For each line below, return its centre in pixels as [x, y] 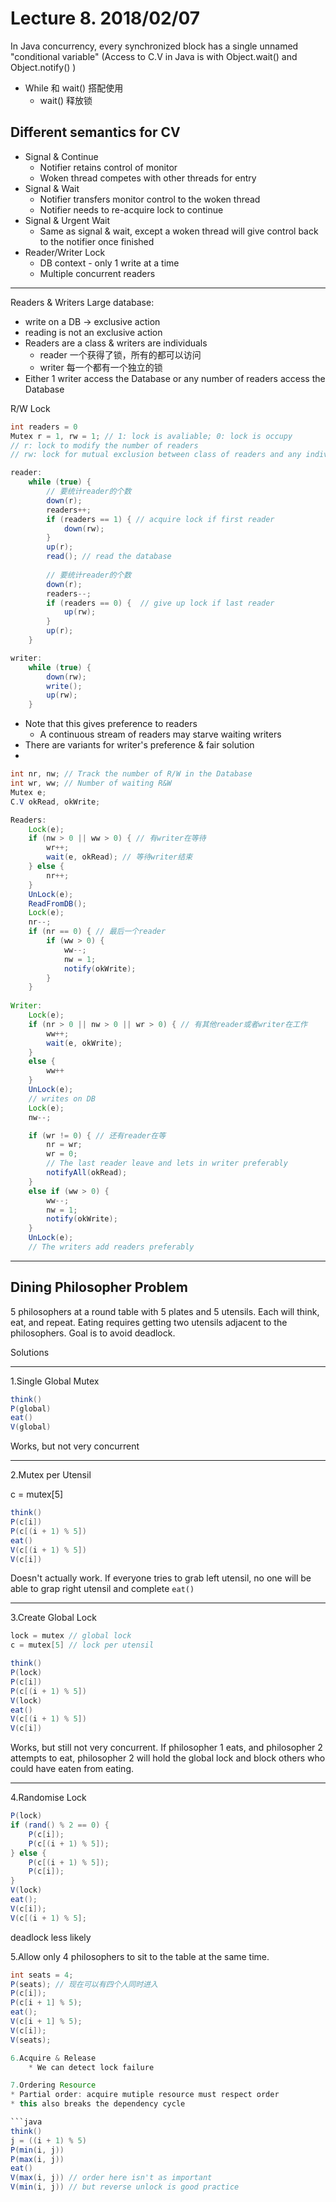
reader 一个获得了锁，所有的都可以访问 [120, 354]
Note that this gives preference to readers [111, 724]
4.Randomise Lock [48, 1798]
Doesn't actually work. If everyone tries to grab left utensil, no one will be [161, 1578]
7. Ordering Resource [53, 2085]
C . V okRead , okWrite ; [55, 802]
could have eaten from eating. [72, 1769]
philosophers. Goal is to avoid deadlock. [93, 1333]
